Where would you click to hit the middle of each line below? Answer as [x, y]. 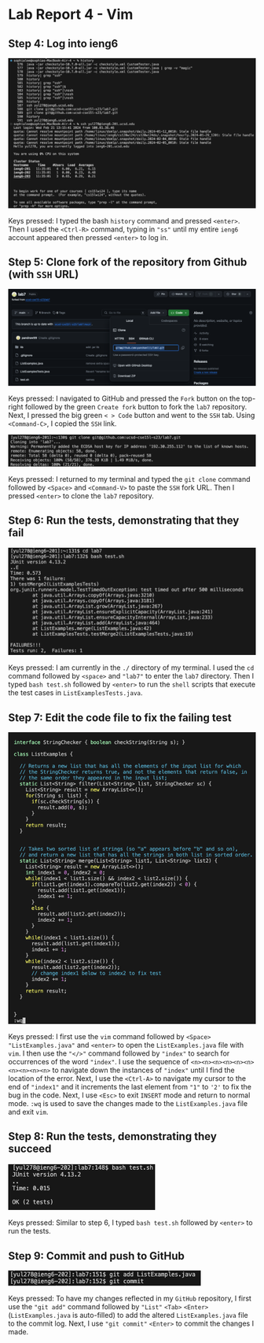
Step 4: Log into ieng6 [63, 44]
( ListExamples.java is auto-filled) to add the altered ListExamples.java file [128, 1315]
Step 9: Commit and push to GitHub [96, 1256]
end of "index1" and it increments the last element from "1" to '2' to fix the [130, 1086]
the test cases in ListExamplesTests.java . [75, 693]
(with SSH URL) [44, 274]
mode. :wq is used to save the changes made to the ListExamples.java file [128, 1103]
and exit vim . [28, 1112]
